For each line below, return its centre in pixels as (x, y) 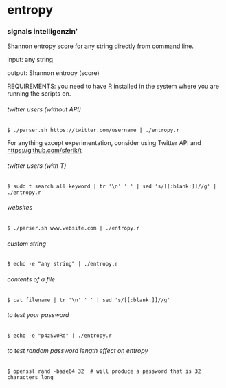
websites (20, 208)
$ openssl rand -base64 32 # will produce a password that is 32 (104, 371)
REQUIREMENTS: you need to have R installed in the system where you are (113, 86)
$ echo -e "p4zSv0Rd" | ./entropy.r (59, 336)
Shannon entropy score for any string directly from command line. (101, 46)
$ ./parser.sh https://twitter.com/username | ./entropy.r (93, 130)
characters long (30, 377)
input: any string (30, 60)
